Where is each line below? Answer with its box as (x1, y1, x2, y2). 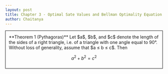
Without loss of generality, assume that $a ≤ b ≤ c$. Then (8, 44, 127, 50)
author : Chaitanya (5, 16, 43, 21)
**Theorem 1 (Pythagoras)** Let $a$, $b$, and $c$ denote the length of (8, 33, 159, 40)
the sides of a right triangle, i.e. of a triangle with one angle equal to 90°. (8, 39, 157, 45)
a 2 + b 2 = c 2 (71, 54, 97, 61)
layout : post (5, 7, 32, 12)
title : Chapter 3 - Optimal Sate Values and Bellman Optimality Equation (5, 12, 162, 17)
